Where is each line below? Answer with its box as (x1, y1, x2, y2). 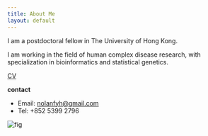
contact (7, 85, 31, 93)
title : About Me (7, 10, 55, 18)
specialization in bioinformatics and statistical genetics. (7, 57, 168, 66)
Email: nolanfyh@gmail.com (17, 98, 99, 107)
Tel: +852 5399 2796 (17, 106, 79, 115)
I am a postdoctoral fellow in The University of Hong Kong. (7, 36, 178, 45)
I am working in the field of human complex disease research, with (7, 50, 202, 59)
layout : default (7, 17, 55, 24)
